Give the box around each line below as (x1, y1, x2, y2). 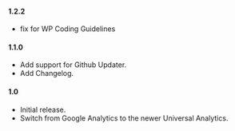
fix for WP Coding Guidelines (19, 24, 116, 34)
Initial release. (19, 105, 66, 114)
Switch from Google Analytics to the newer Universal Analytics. (19, 113, 229, 123)
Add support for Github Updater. (19, 60, 127, 69)
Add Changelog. (19, 69, 74, 78)
